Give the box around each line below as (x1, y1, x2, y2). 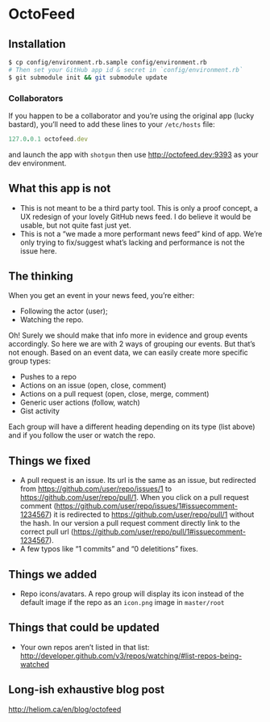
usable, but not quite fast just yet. (19, 220, 131, 230)
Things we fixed (8, 454, 91, 468)
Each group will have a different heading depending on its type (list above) (8, 422, 255, 432)
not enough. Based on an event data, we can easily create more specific (8, 348, 248, 358)
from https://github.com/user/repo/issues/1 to (19, 484, 172, 493)
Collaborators (8, 92, 64, 103)
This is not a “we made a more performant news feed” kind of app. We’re (19, 229, 263, 238)
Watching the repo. (19, 315, 84, 325)
